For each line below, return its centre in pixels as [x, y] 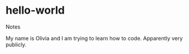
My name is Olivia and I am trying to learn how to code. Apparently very [94, 38]
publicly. [16, 45]
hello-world [35, 10]
